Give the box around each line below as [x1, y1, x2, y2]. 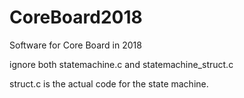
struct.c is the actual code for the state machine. [9, 77, 209, 90]
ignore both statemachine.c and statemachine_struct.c [9, 58, 234, 70]
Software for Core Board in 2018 [9, 39, 142, 51]
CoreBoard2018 [9, 6, 143, 29]
